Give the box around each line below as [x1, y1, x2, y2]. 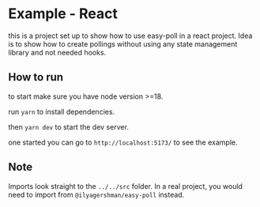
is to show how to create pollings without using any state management [8, 39, 238, 48]
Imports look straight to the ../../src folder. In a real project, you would [8, 181, 243, 190]
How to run [8, 70, 64, 84]
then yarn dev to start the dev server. [8, 122, 129, 131]
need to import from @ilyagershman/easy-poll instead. [8, 190, 185, 199]
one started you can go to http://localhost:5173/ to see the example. [8, 137, 238, 147]
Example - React [8, 5, 119, 23]
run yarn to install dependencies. [8, 107, 115, 116]
